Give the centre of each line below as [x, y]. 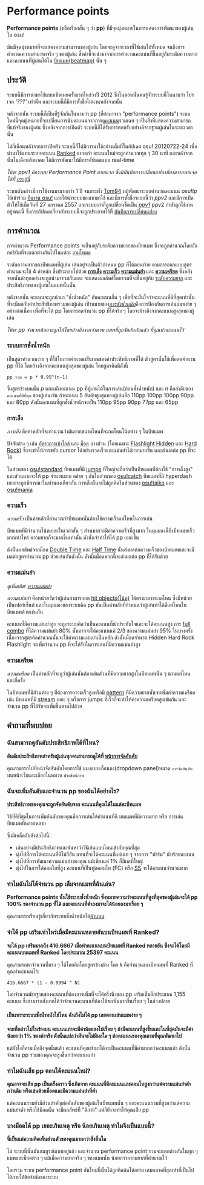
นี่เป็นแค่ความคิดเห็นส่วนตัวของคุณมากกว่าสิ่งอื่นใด [57, 1139]
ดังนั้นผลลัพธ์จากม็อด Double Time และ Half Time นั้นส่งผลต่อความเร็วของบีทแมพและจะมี [100, 549]
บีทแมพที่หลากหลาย [26, 824]
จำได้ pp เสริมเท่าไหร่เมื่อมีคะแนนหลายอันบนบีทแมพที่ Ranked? [83, 932]
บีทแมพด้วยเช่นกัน [25, 611]
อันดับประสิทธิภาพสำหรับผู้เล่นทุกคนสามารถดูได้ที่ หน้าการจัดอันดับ [72, 756]
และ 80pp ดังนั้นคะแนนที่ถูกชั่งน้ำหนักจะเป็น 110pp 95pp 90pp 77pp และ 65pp [93, 402]
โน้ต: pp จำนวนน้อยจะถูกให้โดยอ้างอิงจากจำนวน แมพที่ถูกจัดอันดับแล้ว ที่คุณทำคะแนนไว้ [95, 329]
